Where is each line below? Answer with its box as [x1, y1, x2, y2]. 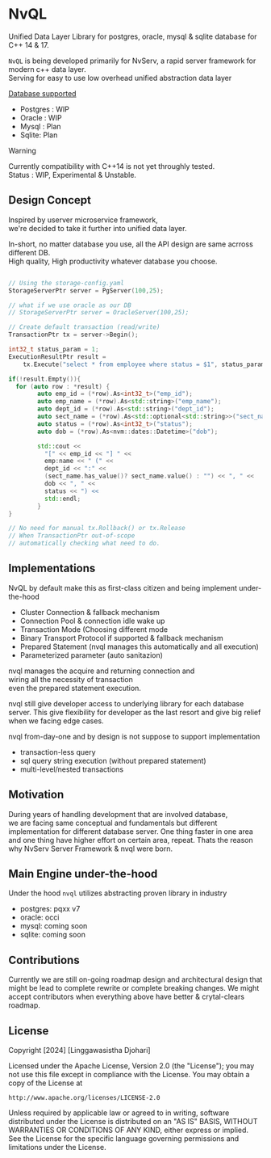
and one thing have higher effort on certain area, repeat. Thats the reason [8, 835, 253, 844]
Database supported [8, 88, 77, 98]
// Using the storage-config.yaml [8, 279, 125, 287]
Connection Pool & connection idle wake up [19, 616, 165, 625]
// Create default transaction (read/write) [8, 323, 161, 331]
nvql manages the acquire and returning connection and [8, 666, 195, 676]
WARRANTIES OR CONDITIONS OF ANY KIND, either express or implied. [8, 1125, 248, 1135]
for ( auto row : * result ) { [15, 382, 110, 390]
